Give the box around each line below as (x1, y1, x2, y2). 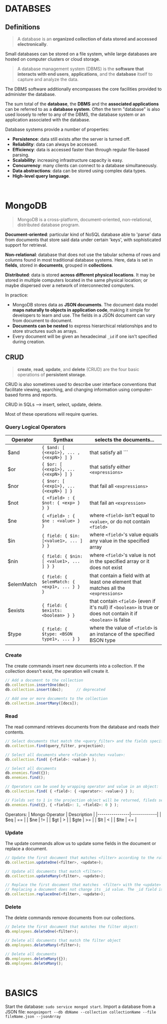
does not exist (89, 564, 123, 571)
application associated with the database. (5, 117, 90, 122)
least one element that (89, 578, 142, 585)
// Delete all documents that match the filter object (5, 938, 121, 943)
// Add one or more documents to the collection (5, 696, 108, 701)
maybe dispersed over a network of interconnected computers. (5, 282, 135, 288)
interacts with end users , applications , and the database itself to (17, 71, 153, 77)
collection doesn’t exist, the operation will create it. (5, 668, 109, 674)
